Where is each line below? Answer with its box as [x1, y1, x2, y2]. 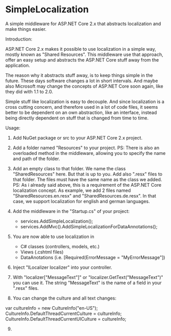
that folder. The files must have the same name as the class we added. [12, 176, 162, 183]
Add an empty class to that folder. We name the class [12, 165, 126, 171]
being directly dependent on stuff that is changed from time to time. [5, 114, 149, 121]
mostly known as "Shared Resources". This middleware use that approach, [5, 51, 163, 57]
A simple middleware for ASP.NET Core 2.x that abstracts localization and [5, 21, 161, 27]
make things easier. [5, 26, 47, 32]
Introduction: [5, 36, 32, 42]
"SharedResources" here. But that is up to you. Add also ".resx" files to [12, 171, 163, 177]
